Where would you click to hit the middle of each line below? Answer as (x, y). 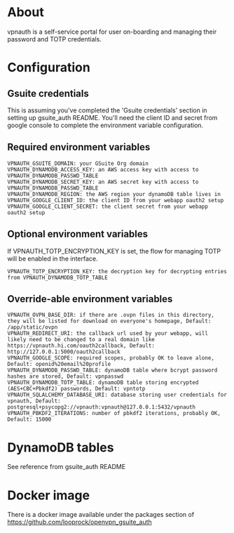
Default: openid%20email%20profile (59, 364)
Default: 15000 (29, 420)
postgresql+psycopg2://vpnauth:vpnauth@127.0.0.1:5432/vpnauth (102, 407)
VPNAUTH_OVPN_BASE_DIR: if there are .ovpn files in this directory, (111, 315)
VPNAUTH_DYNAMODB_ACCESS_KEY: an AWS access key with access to (103, 169)
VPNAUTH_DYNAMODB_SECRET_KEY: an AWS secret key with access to (103, 182)
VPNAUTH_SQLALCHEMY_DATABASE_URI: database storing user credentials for (117, 395)
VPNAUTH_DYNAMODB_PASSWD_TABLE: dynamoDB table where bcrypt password (112, 370)
